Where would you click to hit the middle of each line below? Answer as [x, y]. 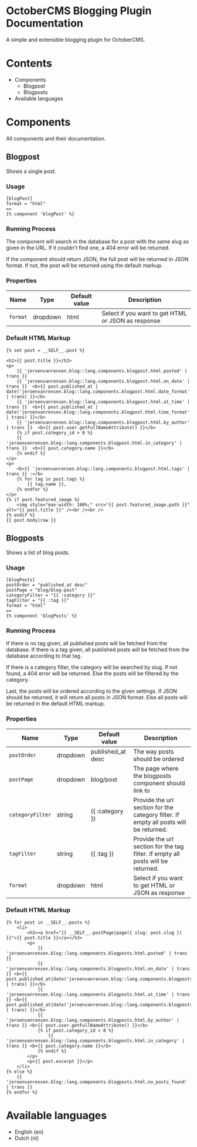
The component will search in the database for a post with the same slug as [98, 242]
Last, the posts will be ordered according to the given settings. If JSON [92, 691]
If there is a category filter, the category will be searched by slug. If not [92, 667]
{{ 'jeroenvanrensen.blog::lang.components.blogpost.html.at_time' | [103, 402]
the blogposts [152, 776]
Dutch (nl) [27, 1138]
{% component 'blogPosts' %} [42, 616]
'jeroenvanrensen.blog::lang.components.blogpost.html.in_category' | [94, 443]
